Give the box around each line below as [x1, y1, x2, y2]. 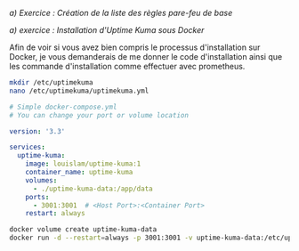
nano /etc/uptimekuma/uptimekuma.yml [9, 86, 149, 95]
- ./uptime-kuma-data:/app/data [32, 184, 153, 193]
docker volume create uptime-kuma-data [9, 225, 158, 234]
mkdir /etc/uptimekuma [9, 78, 93, 87]
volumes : [25, 175, 58, 185]
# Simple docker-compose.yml [9, 102, 117, 111]
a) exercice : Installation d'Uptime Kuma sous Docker [9, 25, 205, 35]
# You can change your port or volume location [9, 110, 190, 119]
